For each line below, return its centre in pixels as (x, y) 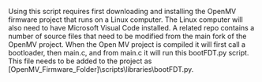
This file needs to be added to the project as (80, 61)
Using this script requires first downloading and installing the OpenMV (122, 11)
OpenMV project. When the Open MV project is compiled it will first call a (127, 45)
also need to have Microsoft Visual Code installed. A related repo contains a (131, 28)
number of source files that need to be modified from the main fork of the (127, 36)
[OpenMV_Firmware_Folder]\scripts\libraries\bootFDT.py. (101, 69)
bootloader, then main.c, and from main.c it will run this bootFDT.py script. (129, 53)
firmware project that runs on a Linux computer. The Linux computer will (125, 20)
